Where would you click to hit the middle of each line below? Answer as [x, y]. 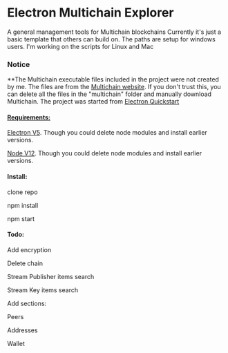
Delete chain [25, 263]
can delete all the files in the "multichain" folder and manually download [110, 94]
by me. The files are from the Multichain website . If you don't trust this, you [114, 87]
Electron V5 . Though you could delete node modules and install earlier [107, 133]
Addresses [22, 330]
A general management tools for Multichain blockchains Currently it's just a [114, 32]
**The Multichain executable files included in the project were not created [113, 79]
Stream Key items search [42, 290]
